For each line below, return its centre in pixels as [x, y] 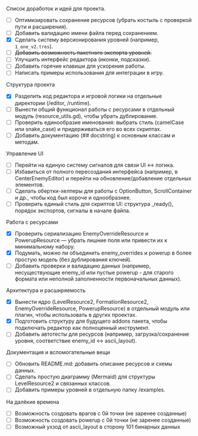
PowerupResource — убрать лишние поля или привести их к [91, 240]
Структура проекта [31, 85]
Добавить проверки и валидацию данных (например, [83, 266]
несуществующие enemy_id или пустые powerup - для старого [94, 273]
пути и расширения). [41, 27]
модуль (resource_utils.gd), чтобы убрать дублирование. [86, 116]
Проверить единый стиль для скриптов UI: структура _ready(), [94, 203]
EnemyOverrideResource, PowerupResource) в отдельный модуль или [102, 308]
